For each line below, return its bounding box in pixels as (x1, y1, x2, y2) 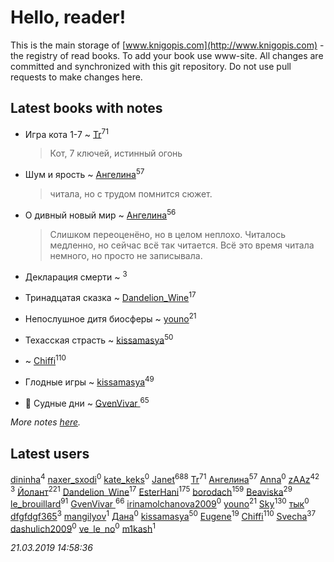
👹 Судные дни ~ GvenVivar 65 (24, 395, 150, 409)
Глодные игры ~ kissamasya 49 (24, 374, 155, 388)
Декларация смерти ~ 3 (24, 269, 128, 283)
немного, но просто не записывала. (49, 249, 203, 261)
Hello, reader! (10, 6, 127, 29)
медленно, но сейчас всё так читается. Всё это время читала (49, 239, 315, 251)
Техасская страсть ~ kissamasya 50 (24, 332, 174, 346)
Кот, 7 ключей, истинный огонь (49, 147, 183, 160)
